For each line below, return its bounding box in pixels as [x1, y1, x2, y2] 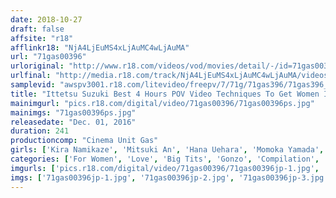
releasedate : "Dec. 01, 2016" [10, 117, 137, 127]
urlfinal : [10, 71, 52, 81]
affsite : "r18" [10, 33, 74, 43]
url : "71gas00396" [10, 52, 87, 62]
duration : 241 [10, 126, 70, 136]
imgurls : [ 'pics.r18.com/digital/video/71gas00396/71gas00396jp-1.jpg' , [10, 163, 320, 173]
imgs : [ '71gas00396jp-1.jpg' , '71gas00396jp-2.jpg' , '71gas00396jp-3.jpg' [10, 172, 329, 183]
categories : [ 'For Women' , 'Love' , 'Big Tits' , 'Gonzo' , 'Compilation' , [10, 154, 320, 164]
